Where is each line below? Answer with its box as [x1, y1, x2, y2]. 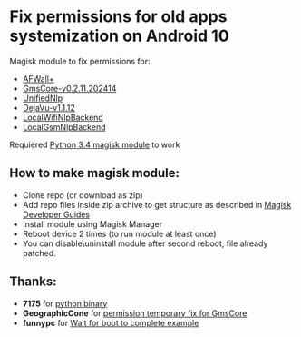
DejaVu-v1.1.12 [22, 102, 75, 113]
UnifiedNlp [22, 93, 63, 104]
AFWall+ [22, 73, 54, 84]
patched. [22, 247, 56, 258]
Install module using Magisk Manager [22, 218, 163, 229]
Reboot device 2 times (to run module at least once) [22, 228, 217, 239]
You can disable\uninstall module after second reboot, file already [22, 238, 268, 249]
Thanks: [9, 274, 57, 290]
